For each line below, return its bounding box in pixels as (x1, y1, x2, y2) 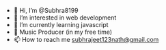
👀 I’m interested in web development (13, 14, 117, 22)
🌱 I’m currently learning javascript (13, 21, 109, 28)
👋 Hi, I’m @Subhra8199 (13, 7, 79, 14)
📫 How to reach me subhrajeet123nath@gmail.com (13, 36, 159, 43)
